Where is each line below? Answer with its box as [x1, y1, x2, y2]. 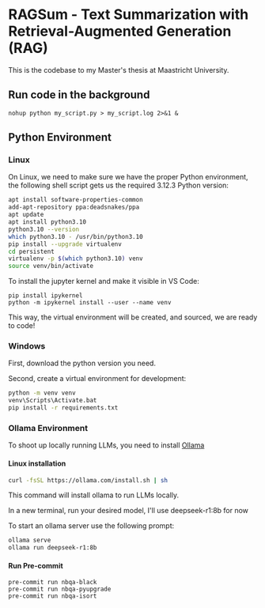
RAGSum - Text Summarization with [8, 6, 249, 24]
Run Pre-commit [8, 561, 63, 570]
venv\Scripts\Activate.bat [8, 397, 97, 405]
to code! [8, 321, 36, 330]
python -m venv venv [8, 389, 77, 397]
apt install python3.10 [8, 218, 87, 226]
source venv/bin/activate [8, 262, 93, 270]
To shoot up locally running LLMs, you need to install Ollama [8, 440, 205, 450]
